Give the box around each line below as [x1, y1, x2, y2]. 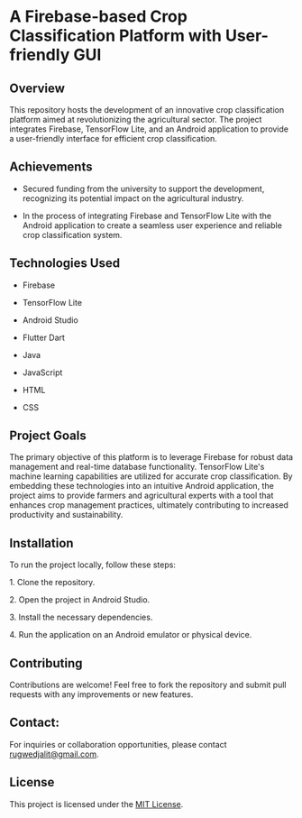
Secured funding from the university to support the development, [22, 183, 265, 194]
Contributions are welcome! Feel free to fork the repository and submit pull [9, 679, 287, 691]
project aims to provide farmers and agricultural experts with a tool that [9, 490, 274, 501]
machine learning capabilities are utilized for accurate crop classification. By [9, 471, 293, 482]
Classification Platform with [9, 25, 223, 46]
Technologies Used [9, 255, 120, 271]
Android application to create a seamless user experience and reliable [22, 219, 282, 231]
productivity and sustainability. [9, 510, 124, 520]
